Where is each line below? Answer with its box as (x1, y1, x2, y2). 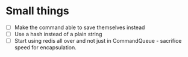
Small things (5, 4, 70, 18)
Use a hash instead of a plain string (14, 31, 102, 37)
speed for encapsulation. (14, 44, 77, 51)
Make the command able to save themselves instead (14, 24, 145, 31)
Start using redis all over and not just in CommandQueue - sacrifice (14, 37, 182, 45)
